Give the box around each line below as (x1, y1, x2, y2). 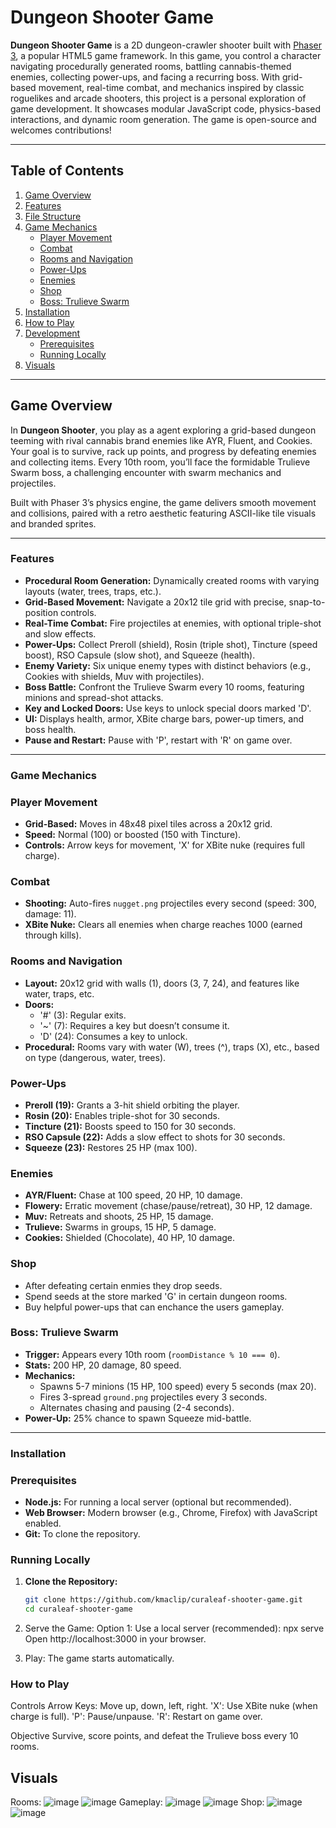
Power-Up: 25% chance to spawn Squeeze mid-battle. (24, 1412, 252, 1424)
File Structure (24, 210, 82, 222)
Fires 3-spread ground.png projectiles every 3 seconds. (39, 1391, 268, 1403)
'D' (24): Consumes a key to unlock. (39, 1030, 188, 1042)
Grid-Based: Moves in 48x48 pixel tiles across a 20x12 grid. (24, 818, 273, 830)
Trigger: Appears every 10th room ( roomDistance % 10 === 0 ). (24, 1348, 281, 1360)
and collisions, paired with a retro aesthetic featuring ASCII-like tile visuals (10, 507, 317, 519)
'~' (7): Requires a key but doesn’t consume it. (39, 1019, 230, 1031)
